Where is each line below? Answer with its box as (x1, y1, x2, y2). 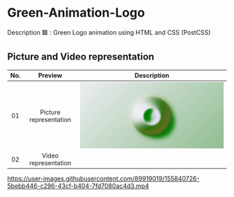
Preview (38, 71, 63, 80)
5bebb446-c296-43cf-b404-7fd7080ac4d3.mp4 (7, 182, 150, 190)
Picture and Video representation (7, 51, 155, 63)
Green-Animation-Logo (7, 5, 145, 21)
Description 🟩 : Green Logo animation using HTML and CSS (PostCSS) (7, 28, 211, 36)
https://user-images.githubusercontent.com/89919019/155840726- (7, 174, 200, 182)
